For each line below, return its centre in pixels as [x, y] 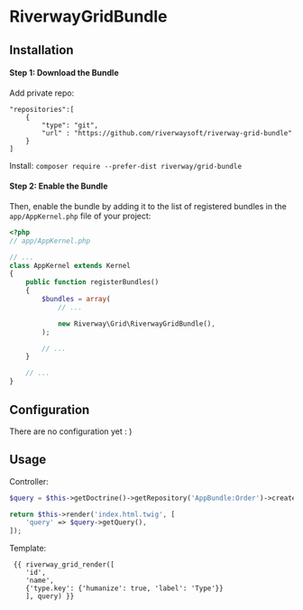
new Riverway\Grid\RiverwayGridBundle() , [137, 323]
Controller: [29, 481]
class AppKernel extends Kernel [70, 265]
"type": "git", [70, 125]
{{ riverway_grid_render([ [64, 565]
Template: [28, 549]
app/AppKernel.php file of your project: [80, 216]
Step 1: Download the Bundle [64, 73]
